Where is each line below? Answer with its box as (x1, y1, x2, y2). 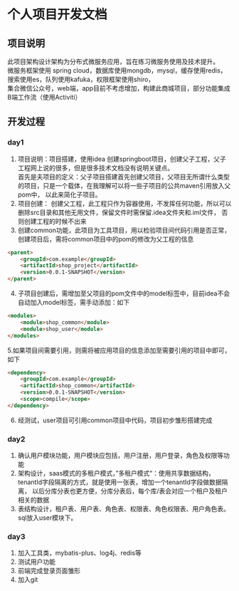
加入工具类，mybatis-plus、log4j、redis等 (17, 549, 142, 558)
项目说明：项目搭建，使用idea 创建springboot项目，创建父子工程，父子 (17, 155, 226, 163)
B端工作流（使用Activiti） (7, 93, 82, 101)
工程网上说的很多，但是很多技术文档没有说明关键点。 (17, 163, 174, 172)
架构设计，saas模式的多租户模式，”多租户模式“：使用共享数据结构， (17, 469, 215, 478)
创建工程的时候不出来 (23, 216, 87, 225)
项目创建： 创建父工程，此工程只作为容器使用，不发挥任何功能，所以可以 (17, 199, 232, 207)
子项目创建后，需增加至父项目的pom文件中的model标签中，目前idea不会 (17, 289, 230, 298)
